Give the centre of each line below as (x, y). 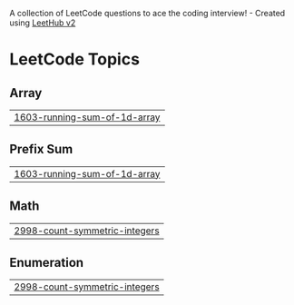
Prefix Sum (41, 149)
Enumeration (47, 263)
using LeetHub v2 (43, 23)
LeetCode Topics (75, 59)
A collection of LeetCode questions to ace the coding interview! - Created (147, 13)
